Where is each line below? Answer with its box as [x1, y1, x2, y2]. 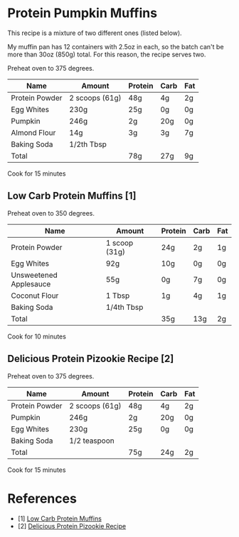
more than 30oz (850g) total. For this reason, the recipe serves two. [7, 50, 206, 59]
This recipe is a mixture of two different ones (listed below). [7, 29, 183, 37]
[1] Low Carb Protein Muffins [17, 514, 102, 523]
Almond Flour [11, 127, 56, 137]
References [7, 491, 77, 506]
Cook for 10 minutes [7, 332, 66, 341]
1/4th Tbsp [105, 302, 144, 312]
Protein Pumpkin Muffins [7, 5, 158, 21]
